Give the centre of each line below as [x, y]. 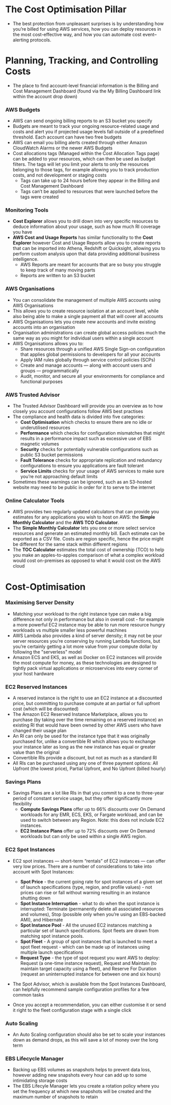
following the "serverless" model [47, 652]
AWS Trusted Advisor [33, 395]
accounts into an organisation [44, 327]
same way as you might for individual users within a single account [83, 338]
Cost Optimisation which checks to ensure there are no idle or [86, 422]
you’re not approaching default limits [59, 477]
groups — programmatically [50, 370]
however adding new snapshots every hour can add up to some [80, 1075]
